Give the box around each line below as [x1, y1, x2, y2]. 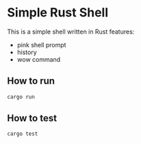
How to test [7, 112, 57, 124]
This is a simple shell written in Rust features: [7, 27, 135, 36]
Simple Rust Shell [7, 5, 109, 21]
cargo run [7, 93, 36, 100]
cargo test [7, 130, 38, 138]
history [16, 48, 38, 56]
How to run [7, 75, 55, 87]
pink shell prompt [16, 40, 66, 49]
